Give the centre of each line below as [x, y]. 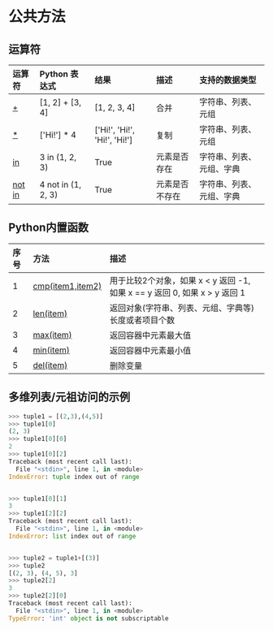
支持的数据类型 [227, 80]
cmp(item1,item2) [67, 286]
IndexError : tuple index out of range [74, 477]
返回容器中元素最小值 [150, 350]
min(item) [52, 350]
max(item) [52, 335]
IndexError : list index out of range [72, 536]
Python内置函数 [49, 228]
